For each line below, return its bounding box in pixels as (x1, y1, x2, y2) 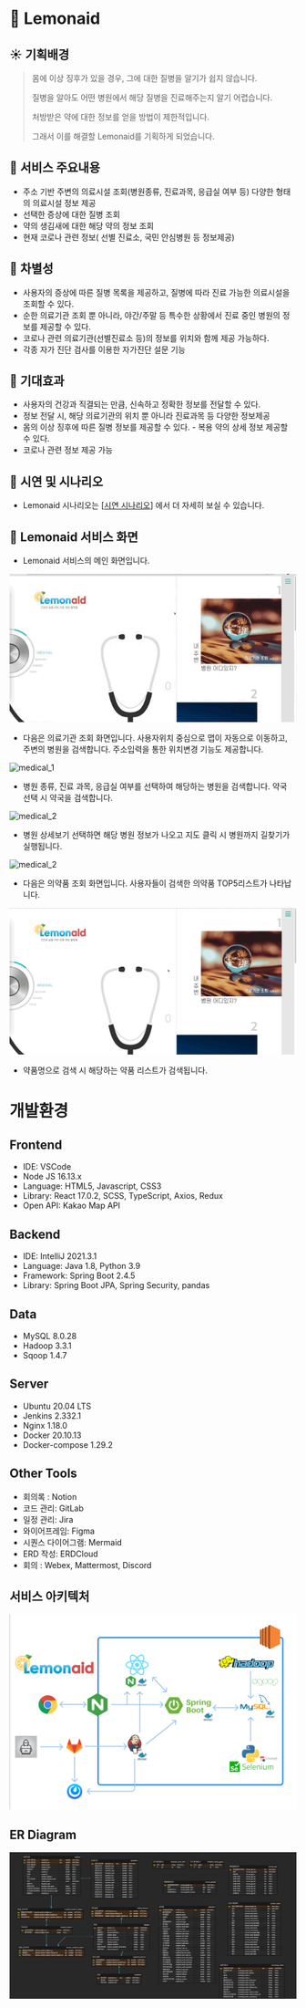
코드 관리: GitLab (22, 1503, 84, 1514)
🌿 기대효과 (9, 373, 66, 389)
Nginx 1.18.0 (22, 1420, 68, 1431)
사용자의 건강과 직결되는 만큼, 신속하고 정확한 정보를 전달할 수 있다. (22, 399, 261, 410)
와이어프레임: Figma (22, 1525, 96, 1536)
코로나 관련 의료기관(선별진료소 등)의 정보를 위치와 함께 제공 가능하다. (22, 332, 270, 343)
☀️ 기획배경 (9, 47, 70, 62)
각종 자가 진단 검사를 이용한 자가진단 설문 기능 (22, 344, 186, 355)
